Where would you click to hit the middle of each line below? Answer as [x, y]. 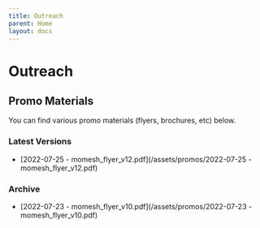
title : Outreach [36, 16]
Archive [24, 189]
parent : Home [30, 24]
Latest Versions [40, 141]
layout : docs [30, 31]
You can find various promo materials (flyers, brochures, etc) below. [122, 120]
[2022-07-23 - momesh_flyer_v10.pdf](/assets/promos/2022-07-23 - [136, 206]
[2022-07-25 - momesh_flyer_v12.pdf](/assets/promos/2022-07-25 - [136, 159]
